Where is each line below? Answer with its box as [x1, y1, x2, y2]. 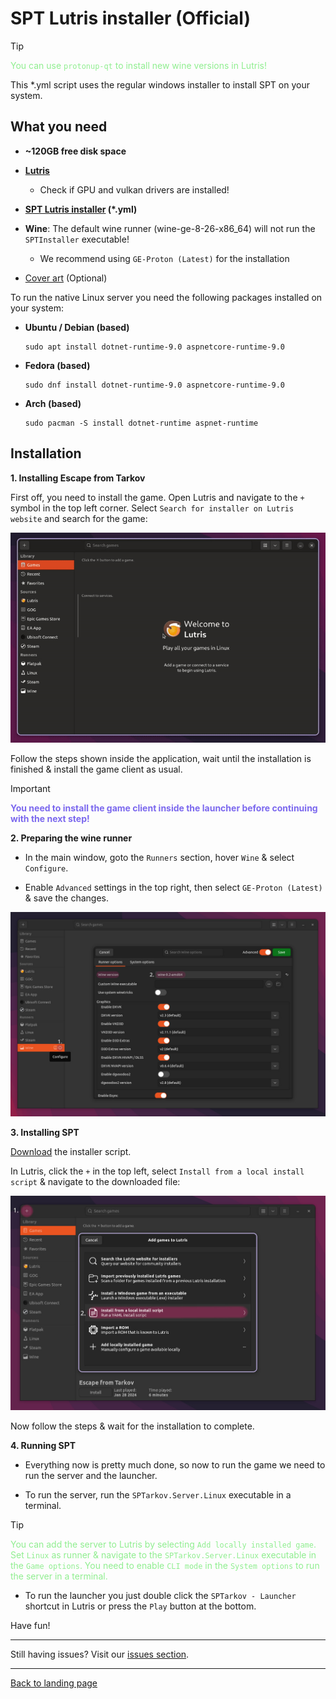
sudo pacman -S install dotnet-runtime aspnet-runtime [24, 418, 259, 428]
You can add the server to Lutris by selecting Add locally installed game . [10, 1538, 317, 1551]
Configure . [24, 862, 69, 874]
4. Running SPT [10, 1440, 77, 1452]
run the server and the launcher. [24, 1470, 158, 1482]
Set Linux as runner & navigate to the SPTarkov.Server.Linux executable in [10, 1549, 317, 1561]
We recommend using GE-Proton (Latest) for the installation [39, 252, 290, 264]
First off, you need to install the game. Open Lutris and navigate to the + [10, 491, 305, 503]
